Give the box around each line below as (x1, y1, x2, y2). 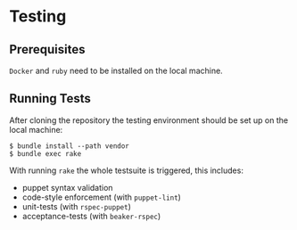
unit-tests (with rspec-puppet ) (21, 201, 132, 211)
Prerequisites (9, 42, 86, 57)
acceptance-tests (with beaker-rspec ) (21, 210, 161, 221)
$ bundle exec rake (9, 149, 82, 158)
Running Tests (9, 91, 91, 106)
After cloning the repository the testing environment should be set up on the (9, 114, 288, 126)
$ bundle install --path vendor (9, 141, 129, 151)
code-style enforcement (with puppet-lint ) (21, 192, 181, 202)
